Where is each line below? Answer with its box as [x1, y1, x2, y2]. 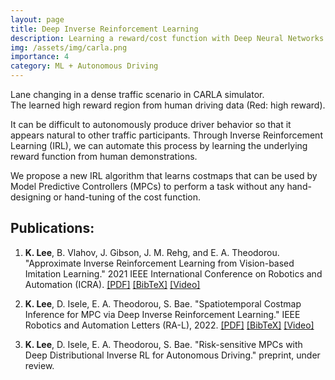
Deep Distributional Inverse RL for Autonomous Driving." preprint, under [24, 349, 321, 361]
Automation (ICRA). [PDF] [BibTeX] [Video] [24, 278, 201, 290]
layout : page [10, 14, 65, 25]
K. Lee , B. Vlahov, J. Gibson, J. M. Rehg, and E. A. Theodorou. [24, 246, 280, 258]
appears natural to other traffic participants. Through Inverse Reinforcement [10, 129, 323, 141]
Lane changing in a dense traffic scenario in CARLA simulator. [10, 89, 265, 100]
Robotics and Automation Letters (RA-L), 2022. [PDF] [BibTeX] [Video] [24, 319, 315, 331]
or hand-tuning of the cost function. [53, 191, 202, 203]
